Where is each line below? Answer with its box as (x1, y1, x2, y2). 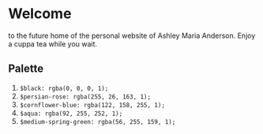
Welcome (8, 5, 72, 23)
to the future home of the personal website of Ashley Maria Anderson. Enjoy (8, 31, 256, 40)
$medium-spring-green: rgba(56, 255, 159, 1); (19, 117, 176, 126)
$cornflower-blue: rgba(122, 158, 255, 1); (19, 101, 166, 109)
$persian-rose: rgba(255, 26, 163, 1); (19, 92, 152, 101)
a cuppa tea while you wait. (8, 39, 97, 48)
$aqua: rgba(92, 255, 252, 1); (19, 110, 123, 117)
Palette (8, 62, 44, 76)
